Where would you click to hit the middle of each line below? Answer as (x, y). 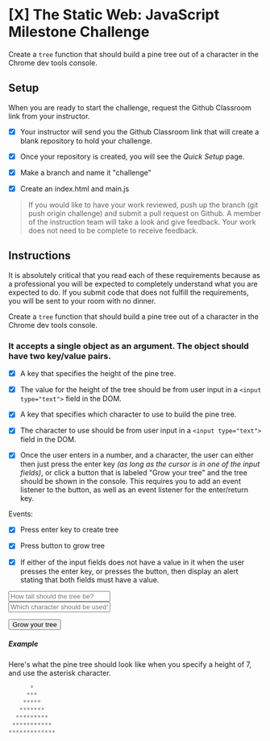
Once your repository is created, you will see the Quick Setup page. (132, 156)
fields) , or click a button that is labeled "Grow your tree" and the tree (133, 473)
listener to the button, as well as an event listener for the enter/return (134, 490)
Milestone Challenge (79, 32)
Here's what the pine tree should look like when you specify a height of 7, (130, 664)
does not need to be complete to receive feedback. (113, 230)
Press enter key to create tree (69, 530)
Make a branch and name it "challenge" (85, 172)
